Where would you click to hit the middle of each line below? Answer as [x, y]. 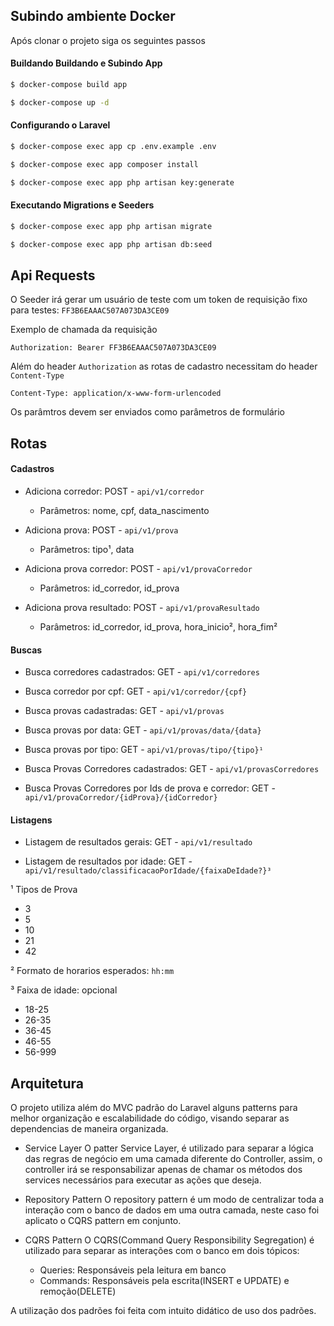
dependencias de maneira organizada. [89, 1129]
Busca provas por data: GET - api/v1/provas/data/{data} [143, 730]
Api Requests [53, 275]
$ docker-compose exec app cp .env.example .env [113, 146]
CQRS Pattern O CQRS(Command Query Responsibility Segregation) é [169, 1240]
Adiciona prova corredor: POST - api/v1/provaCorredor [138, 568]
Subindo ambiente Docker [93, 16]
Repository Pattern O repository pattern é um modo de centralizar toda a [174, 1200]
